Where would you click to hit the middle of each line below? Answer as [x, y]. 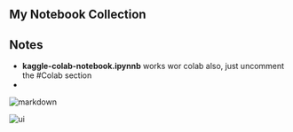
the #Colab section [57, 75]
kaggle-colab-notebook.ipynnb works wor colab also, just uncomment [153, 66]
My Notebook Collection [78, 15]
